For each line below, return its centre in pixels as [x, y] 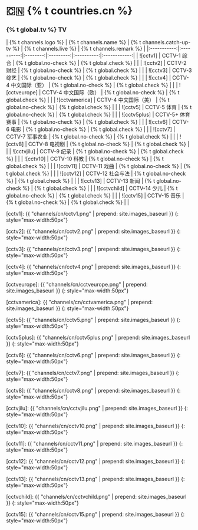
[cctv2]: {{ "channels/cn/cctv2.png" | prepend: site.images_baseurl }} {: [93, 232]
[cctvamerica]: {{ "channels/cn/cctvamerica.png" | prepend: [80, 302]
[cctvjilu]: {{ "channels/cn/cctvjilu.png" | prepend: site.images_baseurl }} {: [97, 409]
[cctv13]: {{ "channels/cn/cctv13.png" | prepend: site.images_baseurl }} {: [95, 479]
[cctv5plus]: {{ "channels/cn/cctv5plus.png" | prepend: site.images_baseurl [98, 338]
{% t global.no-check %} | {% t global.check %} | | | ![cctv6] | [96, 122]
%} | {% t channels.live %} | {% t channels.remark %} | [79, 49]
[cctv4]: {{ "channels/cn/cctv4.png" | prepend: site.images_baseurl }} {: [94, 267]
